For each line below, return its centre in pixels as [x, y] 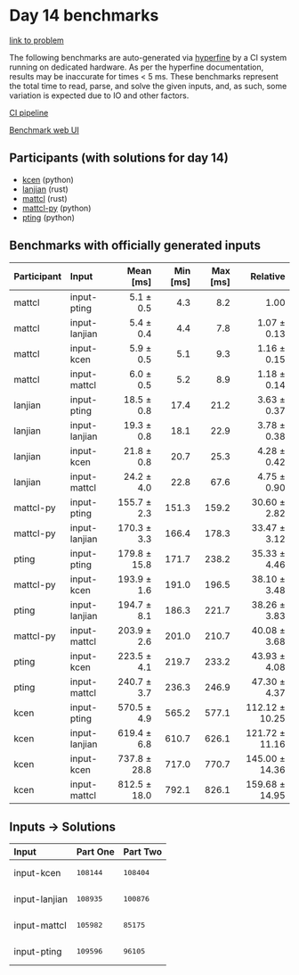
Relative [268, 276]
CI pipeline [29, 112]
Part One [95, 852]
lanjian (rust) [45, 189]
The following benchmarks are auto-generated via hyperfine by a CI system [148, 57]
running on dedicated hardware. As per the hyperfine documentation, [137, 67]
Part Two [143, 852]
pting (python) [48, 217]
